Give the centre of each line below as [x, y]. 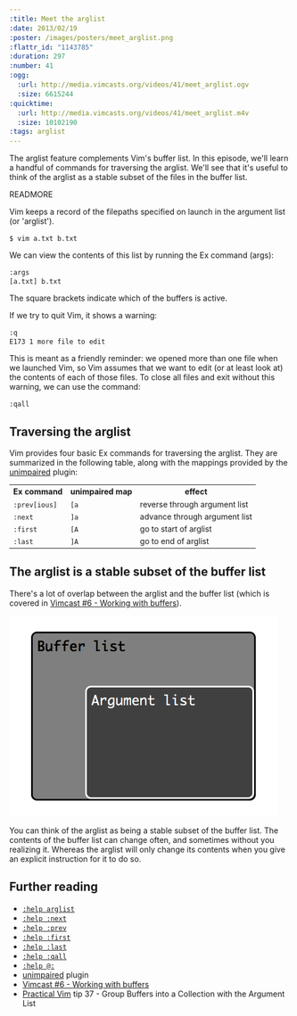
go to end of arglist [174, 541]
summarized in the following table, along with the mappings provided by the [148, 462]
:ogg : [19, 76]
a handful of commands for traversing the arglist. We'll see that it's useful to [148, 168]
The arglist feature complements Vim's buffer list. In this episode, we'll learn [149, 158]
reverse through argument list [194, 504]
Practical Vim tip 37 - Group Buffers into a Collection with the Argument [153, 994]
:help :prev [44, 928]
